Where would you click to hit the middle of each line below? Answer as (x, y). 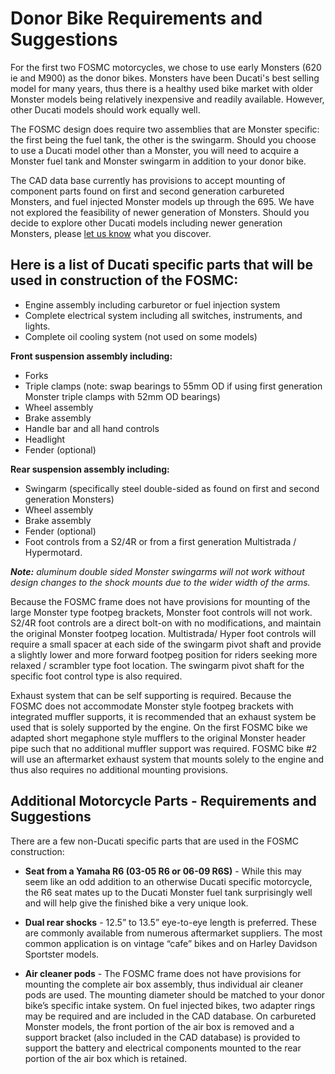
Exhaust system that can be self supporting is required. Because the (151, 695)
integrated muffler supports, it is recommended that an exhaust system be (163, 716)
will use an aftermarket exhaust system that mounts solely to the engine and (167, 759)
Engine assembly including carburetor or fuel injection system (152, 304)
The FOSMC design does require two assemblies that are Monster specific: (165, 129)
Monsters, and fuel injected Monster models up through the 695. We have (162, 201)
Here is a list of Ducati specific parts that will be (161, 265)
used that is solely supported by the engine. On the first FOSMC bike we (159, 727)
